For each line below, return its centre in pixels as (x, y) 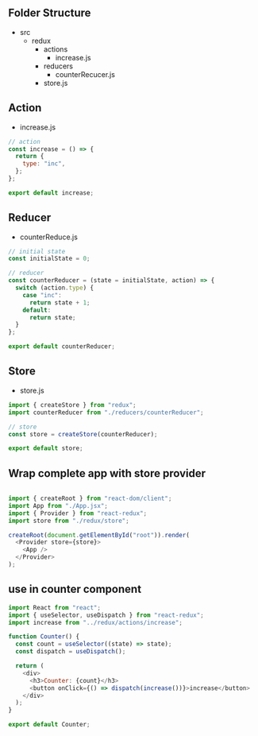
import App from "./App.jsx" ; (58, 506)
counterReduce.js (48, 237)
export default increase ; (51, 193)
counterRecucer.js (85, 74)
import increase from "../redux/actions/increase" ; (95, 622)
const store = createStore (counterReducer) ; (83, 434)
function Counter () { (44, 637)
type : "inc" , (44, 164)
